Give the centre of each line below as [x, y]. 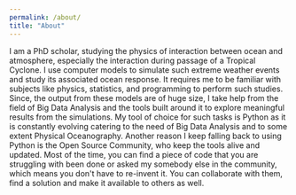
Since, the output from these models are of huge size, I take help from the [144, 97]
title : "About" [37, 26]
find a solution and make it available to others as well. [107, 183]
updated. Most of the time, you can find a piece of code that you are [134, 154]
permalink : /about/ [45, 17]
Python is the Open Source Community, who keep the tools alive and [134, 145]
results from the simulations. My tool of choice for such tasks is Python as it [148, 117]
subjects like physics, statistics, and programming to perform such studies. [146, 89]
